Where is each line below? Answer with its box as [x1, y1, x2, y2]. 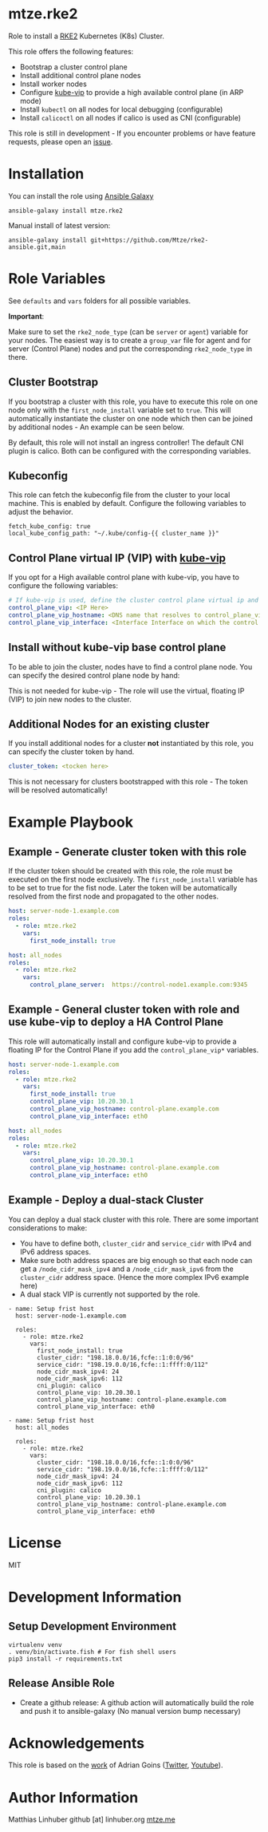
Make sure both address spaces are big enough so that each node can [19, 1255, 253, 1265]
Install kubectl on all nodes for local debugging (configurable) [19, 105, 223, 114]
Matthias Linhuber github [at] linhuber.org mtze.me [8, 1814, 175, 1824]
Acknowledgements [8, 1734, 145, 1752]
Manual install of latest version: [8, 220, 111, 230]
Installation [8, 165, 85, 184]
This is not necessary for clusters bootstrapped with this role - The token [8, 777, 249, 787]
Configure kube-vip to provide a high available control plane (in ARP [19, 87, 244, 97]
